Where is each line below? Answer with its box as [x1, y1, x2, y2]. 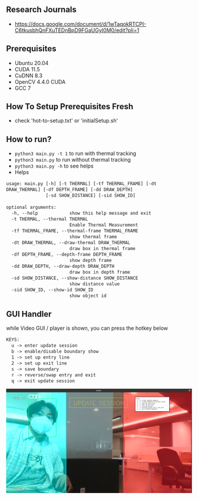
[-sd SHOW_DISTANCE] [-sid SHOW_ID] [45, 193, 136, 199]
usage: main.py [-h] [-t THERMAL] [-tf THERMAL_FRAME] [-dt [6, 181, 157, 187]
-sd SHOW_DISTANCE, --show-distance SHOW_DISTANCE [11, 275, 138, 281]
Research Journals [6, 5, 77, 15]
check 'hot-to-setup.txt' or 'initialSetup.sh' [14, 117, 118, 124]
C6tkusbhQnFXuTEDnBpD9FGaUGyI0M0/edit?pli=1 [14, 27, 140, 34]
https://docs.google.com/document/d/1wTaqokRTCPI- [14, 20, 147, 27]
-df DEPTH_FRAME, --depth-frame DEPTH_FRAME [11, 252, 123, 258]
